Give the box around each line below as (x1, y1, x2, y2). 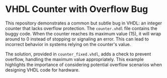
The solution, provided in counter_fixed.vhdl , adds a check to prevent (5, 51, 151, 57)
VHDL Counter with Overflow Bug (5, 3, 148, 15)
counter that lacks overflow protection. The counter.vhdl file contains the (5, 25, 157, 31)
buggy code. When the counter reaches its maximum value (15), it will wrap (5, 30, 161, 36)
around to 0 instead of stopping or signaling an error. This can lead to (5, 36, 149, 42)
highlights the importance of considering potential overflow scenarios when (5, 61, 162, 67)
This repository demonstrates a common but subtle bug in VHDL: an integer (5, 20, 162, 26)
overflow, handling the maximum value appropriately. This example (5, 56, 144, 62)
